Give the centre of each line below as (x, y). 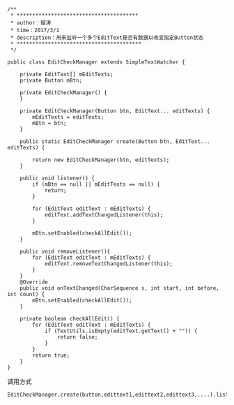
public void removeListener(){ (65, 251)
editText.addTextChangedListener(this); (104, 215)
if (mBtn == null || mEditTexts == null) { (96, 184)
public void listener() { (57, 178)
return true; (51, 355)
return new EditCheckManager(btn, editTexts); (101, 160)
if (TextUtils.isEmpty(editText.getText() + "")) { (121, 331)
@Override (34, 282)
